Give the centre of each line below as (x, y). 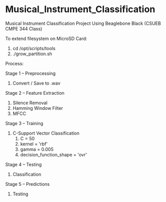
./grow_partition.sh (32, 54)
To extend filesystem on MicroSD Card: (46, 38)
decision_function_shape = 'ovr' (54, 154)
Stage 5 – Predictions (27, 184)
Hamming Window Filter (38, 108)
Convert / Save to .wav (37, 83)
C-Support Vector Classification (46, 133)
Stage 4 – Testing (24, 164)
